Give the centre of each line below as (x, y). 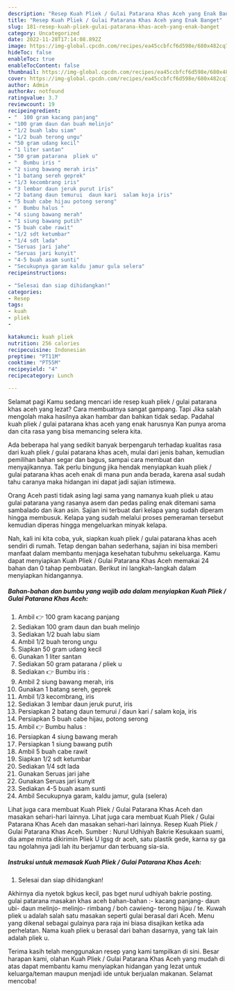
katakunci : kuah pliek (41, 337)
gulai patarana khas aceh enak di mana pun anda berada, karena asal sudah (117, 474)
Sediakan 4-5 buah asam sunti (62, 788)
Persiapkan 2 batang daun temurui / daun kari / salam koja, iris (107, 711)
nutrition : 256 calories (44, 343)
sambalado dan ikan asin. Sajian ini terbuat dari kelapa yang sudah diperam (116, 510)
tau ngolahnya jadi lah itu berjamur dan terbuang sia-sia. (89, 846)
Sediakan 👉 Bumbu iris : (53, 671)
